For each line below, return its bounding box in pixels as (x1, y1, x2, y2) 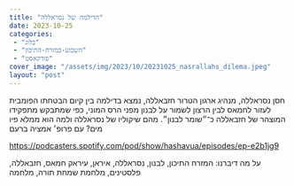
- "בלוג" (12, 37, 40, 47)
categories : (9, 29, 53, 38)
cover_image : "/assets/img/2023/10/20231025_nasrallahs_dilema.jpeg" (9, 63, 272, 72)
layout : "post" (9, 71, 66, 80)
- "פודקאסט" (12, 54, 53, 63)
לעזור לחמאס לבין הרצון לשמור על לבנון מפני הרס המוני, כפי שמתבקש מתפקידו (9, 104, 272, 115)
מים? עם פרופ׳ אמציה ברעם (9, 123, 104, 134)
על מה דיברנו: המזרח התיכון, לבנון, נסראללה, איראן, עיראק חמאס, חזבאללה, (9, 157, 261, 168)
